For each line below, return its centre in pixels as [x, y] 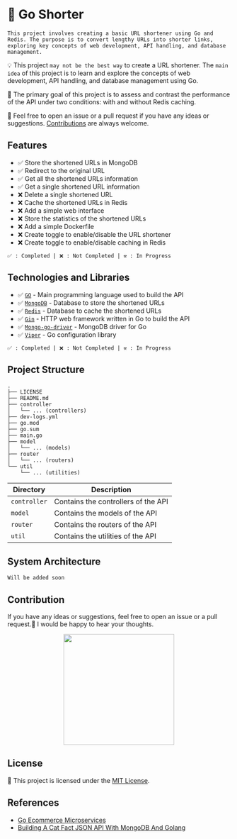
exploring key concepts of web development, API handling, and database [117, 45]
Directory [29, 490]
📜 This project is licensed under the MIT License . [79, 780]
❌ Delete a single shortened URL [65, 194]
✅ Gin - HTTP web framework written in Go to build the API [104, 318]
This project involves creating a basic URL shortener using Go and [110, 33]
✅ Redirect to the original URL [61, 170]
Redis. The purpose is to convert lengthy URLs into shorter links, [110, 39]
